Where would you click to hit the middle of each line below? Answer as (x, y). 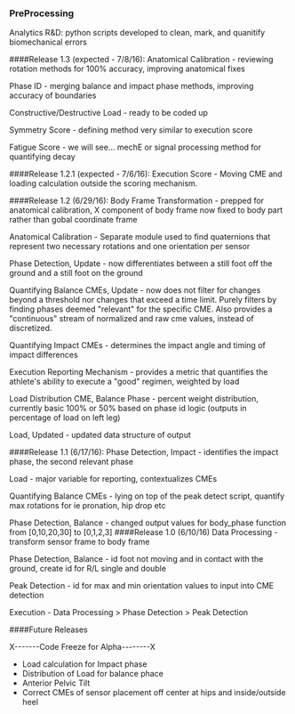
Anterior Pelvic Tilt (56, 683)
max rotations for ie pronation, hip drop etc (88, 506)
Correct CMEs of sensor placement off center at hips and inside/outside (154, 693)
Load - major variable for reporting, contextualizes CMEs (113, 479)
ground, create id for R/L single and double (88, 569)
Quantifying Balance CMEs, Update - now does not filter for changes (135, 290)
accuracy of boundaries (53, 95)
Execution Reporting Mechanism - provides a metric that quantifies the (139, 372)
